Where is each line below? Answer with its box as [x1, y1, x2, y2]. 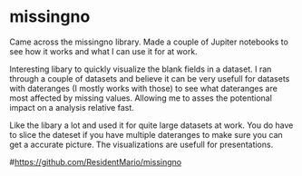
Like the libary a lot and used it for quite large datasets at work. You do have [9, 120, 294, 131]
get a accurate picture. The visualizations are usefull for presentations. [9, 139, 274, 150]
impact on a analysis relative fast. [9, 102, 134, 112]
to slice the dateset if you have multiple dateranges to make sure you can [9, 129, 283, 140]
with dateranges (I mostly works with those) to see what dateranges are [9, 83, 278, 93]
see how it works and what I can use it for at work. [9, 45, 198, 56]
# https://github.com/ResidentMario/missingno [9, 156, 182, 167]
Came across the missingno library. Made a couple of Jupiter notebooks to [9, 36, 288, 47]
